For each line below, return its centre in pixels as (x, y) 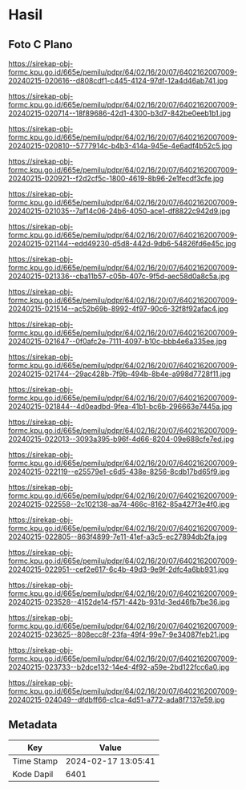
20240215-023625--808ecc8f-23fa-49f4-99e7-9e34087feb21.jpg (119, 634)
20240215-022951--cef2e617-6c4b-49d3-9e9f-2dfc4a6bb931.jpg (119, 569)
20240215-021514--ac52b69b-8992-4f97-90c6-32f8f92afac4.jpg (118, 309)
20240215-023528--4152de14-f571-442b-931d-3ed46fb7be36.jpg (119, 602)
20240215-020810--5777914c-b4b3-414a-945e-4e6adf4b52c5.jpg (120, 146)
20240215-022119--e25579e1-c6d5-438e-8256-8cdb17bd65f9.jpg (119, 472)
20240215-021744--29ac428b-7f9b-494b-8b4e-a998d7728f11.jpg (119, 374)
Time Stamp (35, 761)
